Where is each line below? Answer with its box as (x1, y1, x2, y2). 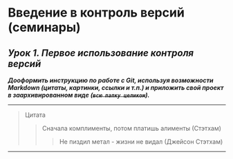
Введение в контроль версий (8, 5, 185, 21)
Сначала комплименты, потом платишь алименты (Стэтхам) (41, 124, 222, 132)
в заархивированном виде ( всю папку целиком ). (8, 91, 150, 99)
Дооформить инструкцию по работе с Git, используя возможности (8, 76, 214, 84)
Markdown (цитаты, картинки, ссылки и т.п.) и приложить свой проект (8, 84, 224, 91)
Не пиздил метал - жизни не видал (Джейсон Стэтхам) (59, 138, 223, 146)
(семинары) (8, 19, 82, 35)
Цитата (24, 111, 46, 119)
